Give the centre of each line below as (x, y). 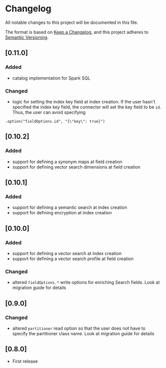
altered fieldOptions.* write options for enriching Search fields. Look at (86, 282)
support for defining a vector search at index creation (67, 253)
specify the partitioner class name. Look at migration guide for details (83, 333)
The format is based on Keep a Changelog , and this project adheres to (77, 32)
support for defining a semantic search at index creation (70, 207)
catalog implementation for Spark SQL (51, 78)
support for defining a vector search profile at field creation (73, 259)
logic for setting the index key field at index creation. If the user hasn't (84, 101)
